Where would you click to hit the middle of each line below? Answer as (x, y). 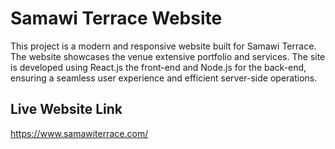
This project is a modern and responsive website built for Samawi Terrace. (163, 46)
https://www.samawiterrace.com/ (79, 133)
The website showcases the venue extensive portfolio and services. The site (168, 56)
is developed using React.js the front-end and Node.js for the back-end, (158, 67)
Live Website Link (66, 109)
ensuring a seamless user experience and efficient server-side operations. (164, 78)
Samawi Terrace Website (116, 18)
